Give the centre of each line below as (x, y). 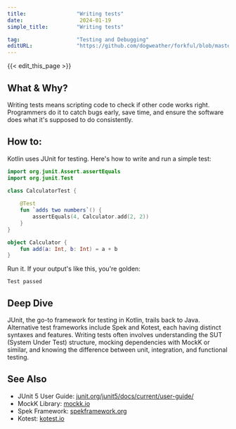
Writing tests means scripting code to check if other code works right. (109, 104)
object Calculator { (38, 243)
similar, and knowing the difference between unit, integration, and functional (118, 350)
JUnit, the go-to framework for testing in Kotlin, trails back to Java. (104, 320)
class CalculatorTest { (42, 191)
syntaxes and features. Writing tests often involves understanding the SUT (115, 335)
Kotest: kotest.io (41, 418)
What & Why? (38, 88)
